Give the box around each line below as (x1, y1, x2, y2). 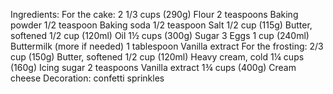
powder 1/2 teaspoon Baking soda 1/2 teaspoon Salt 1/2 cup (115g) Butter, (10, 19, 313, 31)
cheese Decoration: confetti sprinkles (10, 72, 165, 84)
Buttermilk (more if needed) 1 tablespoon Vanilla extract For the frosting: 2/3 (10, 40, 324, 52)
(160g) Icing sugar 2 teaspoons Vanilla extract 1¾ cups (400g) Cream (10, 62, 297, 73)
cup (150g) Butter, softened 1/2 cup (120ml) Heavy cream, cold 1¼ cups (10, 51, 305, 63)
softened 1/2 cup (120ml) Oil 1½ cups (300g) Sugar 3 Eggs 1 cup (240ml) (10, 30, 310, 41)
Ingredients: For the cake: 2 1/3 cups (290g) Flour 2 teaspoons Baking (10, 9, 299, 20)
